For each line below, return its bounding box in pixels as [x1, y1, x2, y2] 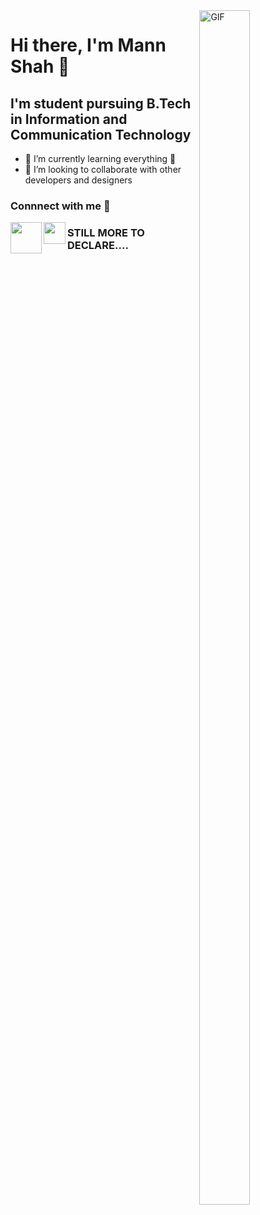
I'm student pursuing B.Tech [10, 95, 192, 112]
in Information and [10, 110, 128, 128]
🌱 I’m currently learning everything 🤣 [24, 153, 177, 164]
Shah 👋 [10, 55, 70, 78]
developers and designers [24, 174, 133, 186]
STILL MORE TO [67, 225, 145, 239]
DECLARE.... [67, 238, 129, 252]
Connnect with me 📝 [10, 199, 111, 213]
